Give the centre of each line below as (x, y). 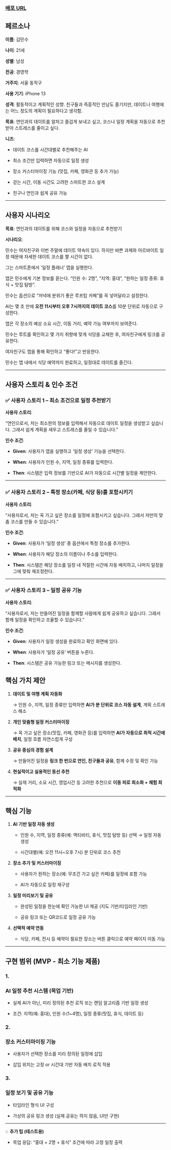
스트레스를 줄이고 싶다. (37, 128)
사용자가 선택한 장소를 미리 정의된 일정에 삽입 (58, 1054)
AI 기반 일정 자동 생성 (34, 824)
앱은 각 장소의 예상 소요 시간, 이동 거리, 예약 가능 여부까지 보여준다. (72, 323)
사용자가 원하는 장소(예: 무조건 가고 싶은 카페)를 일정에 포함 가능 (84, 874)
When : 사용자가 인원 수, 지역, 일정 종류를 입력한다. (63, 462)
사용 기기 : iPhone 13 (25, 93)
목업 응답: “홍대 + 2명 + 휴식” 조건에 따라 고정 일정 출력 (68, 1142)
